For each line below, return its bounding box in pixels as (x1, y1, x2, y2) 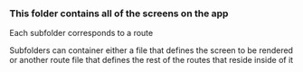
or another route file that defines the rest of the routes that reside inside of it (9, 55, 294, 66)
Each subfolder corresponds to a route (9, 28, 154, 39)
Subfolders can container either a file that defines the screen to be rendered (9, 45, 294, 56)
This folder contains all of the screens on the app (9, 7, 229, 20)
